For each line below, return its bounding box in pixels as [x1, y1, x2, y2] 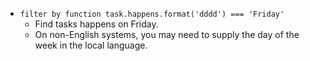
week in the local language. [34, 39, 148, 51]
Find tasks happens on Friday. [34, 18, 159, 30]
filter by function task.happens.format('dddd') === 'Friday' [19, 9, 285, 19]
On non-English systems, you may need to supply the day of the [34, 29, 300, 40]
